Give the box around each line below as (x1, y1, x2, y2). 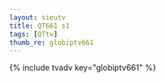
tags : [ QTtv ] (9, 29, 58, 38)
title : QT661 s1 (9, 21, 70, 30)
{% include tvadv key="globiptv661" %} (9, 62, 157, 73)
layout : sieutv (9, 12, 66, 22)
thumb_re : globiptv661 (9, 37, 94, 47)
